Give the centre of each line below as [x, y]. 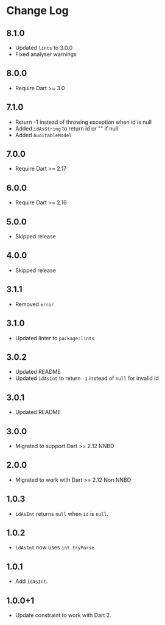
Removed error [35, 304]
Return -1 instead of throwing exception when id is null [83, 122]
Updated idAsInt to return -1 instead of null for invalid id [87, 378]
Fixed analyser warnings [46, 54]
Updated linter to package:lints [55, 338]
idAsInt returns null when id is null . [61, 513]
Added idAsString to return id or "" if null [67, 128]
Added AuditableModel [43, 135]
